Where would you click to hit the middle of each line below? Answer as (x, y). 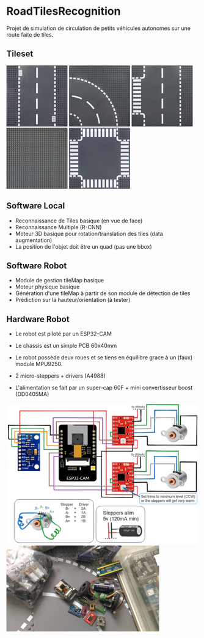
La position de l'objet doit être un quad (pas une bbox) (84, 246)
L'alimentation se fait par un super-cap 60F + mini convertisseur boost (104, 388)
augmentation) (34, 240)
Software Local (36, 206)
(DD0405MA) (32, 394)
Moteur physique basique (47, 287)
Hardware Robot (38, 319)
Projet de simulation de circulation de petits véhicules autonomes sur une (99, 28)
